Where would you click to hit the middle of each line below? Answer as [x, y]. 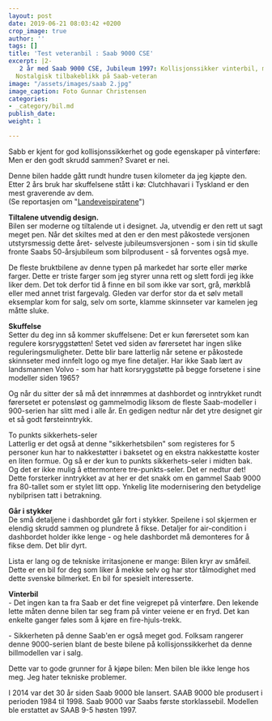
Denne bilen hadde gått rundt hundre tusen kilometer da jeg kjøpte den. [128, 176]
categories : [28, 99]
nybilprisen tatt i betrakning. [55, 495]
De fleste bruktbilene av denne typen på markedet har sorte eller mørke [128, 267]
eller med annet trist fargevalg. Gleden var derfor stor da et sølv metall [126, 293]
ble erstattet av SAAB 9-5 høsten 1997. [73, 710]
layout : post [30, 16]
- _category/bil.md [41, 106]
